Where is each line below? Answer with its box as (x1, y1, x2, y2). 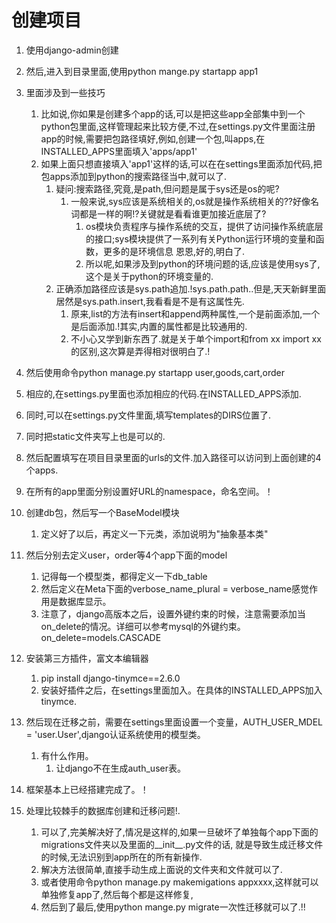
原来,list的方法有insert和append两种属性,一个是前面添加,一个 (70, 307, 321, 320)
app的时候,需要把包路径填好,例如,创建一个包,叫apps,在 (40, 132, 266, 145)
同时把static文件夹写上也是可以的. (25, 430, 166, 442)
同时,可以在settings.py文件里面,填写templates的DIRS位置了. (25, 409, 271, 421)
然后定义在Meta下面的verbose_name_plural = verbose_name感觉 (40, 582, 310, 595)
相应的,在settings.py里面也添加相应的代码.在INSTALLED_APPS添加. (25, 387, 302, 400)
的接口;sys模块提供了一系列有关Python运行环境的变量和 (85, 232, 316, 245)
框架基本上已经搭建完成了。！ (25, 783, 149, 795)
